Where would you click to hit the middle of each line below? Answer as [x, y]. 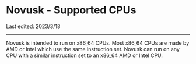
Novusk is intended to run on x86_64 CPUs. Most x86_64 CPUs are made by [98, 43]
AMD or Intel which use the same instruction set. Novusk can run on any [93, 49]
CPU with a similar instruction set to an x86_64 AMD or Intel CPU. [85, 55]
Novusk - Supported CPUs [71, 10]
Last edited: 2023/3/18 [33, 26]
